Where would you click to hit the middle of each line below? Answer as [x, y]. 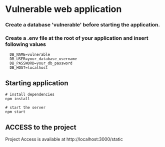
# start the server [25, 108]
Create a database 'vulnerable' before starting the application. [83, 25]
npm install [17, 99]
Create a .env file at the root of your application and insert [77, 38]
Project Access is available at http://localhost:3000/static [64, 139]
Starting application [37, 83]
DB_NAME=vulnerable [30, 55]
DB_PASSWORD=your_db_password [41, 63]
